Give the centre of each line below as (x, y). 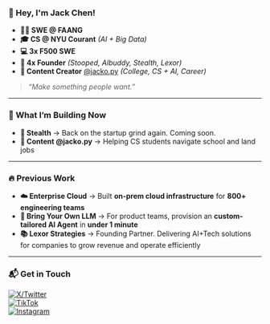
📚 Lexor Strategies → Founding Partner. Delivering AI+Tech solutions (135, 233)
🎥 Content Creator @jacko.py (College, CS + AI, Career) (113, 71)
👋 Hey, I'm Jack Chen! (52, 13)
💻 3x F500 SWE (48, 51)
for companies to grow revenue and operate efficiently (110, 245)
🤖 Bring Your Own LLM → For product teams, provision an (116, 216)
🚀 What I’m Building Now (57, 115)
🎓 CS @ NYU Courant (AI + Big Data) (83, 39)
